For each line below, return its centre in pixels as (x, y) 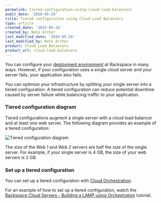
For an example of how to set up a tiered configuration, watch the (71, 190)
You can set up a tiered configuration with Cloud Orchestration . (69, 181)
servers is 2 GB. (21, 157)
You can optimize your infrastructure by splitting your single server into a (78, 84)
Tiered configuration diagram (41, 107)
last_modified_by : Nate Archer (37, 41)
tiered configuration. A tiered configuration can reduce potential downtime (80, 89)
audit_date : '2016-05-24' (31, 14)
